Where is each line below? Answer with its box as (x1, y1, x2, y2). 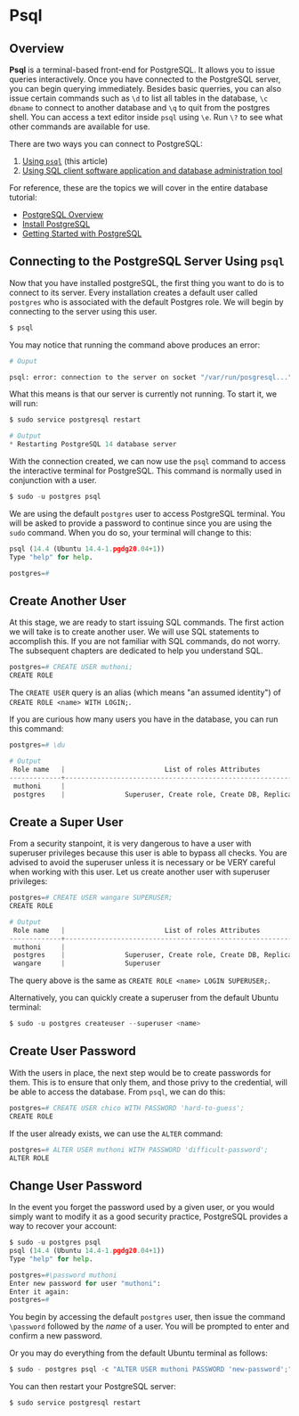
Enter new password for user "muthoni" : (9, 1279, 162, 1288)
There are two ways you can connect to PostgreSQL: (9, 139, 203, 149)
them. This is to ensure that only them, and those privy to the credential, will (9, 1076, 287, 1087)
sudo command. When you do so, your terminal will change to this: (9, 527, 252, 537)
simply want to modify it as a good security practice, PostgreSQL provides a (9, 1211, 288, 1222)
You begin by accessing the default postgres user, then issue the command (9, 1312, 286, 1322)
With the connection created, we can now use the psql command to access (9, 456, 287, 467)
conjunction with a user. (9, 475, 97, 486)
